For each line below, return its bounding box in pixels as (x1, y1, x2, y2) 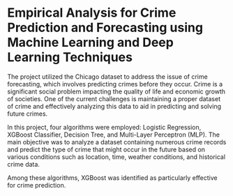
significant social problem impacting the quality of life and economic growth (7, 87, 225, 96)
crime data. (7, 160, 40, 168)
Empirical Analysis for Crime (7, 5, 176, 21)
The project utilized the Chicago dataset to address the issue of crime (7, 72, 208, 81)
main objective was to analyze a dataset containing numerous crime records (7, 137, 227, 146)
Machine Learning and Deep (7, 35, 174, 50)
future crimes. (7, 110, 48, 118)
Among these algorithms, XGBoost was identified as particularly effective (7, 173, 218, 182)
